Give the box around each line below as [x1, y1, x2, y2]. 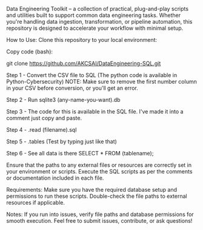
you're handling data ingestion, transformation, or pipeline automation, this [6, 18, 193, 25]
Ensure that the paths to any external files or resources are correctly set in [6, 161, 192, 169]
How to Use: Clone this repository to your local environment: [6, 36, 158, 43]
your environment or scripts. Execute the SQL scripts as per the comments [6, 168, 193, 175]
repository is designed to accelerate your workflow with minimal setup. [6, 24, 184, 32]
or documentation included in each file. [6, 174, 104, 181]
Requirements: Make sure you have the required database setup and [6, 186, 178, 193]
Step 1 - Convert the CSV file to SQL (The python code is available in [6, 72, 178, 78]
